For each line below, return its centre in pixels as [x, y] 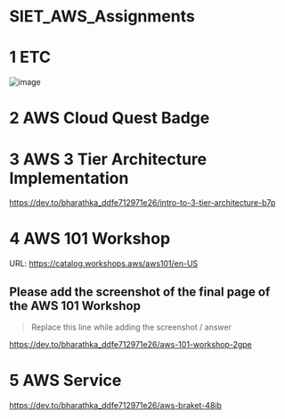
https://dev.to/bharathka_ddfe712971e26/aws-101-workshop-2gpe [130, 344]
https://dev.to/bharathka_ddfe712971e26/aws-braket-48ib [116, 405]
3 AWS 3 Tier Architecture [108, 159]
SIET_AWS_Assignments [102, 17]
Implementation [69, 178]
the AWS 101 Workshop [75, 306]
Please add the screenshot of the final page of [140, 292]
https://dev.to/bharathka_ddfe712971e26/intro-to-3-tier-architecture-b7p [142, 203]
